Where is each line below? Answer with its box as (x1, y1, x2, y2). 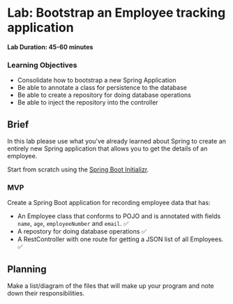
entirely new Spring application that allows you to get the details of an (7, 144, 208, 153)
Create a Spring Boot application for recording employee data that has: (7, 199, 211, 207)
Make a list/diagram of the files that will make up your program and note (7, 282, 214, 290)
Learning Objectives (7, 60, 78, 70)
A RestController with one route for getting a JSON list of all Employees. (17, 235, 224, 243)
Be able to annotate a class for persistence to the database (17, 84, 187, 92)
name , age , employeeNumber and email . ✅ (17, 220, 129, 228)
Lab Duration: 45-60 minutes (7, 43, 93, 51)
